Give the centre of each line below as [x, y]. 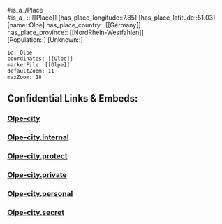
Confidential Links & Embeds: [73, 98]
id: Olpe [20, 52]
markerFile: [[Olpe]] [39, 65]
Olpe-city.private [37, 175]
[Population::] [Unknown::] [45, 40]
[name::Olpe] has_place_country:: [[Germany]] [74, 25]
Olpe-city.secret [36, 212]
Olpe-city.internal [38, 137]
